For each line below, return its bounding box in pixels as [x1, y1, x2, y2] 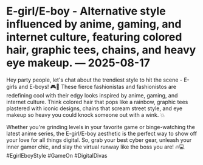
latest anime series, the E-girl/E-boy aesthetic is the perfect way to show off [6, 130, 198, 137]
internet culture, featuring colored [6, 30, 182, 44]
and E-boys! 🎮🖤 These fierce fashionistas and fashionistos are [18, 83, 177, 90]
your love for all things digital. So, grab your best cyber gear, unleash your [6, 136, 192, 144]
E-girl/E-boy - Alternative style [6, 4, 166, 18]
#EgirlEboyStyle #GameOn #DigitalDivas [6, 152, 108, 159]
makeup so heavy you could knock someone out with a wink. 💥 [6, 111, 165, 118]
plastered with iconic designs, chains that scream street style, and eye [6, 105, 183, 112]
